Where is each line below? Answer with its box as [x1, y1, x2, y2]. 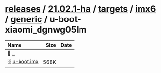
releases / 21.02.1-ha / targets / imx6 [5, 3, 156, 15]
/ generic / [5, 14, 48, 25]
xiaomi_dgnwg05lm [5, 24, 87, 35]
